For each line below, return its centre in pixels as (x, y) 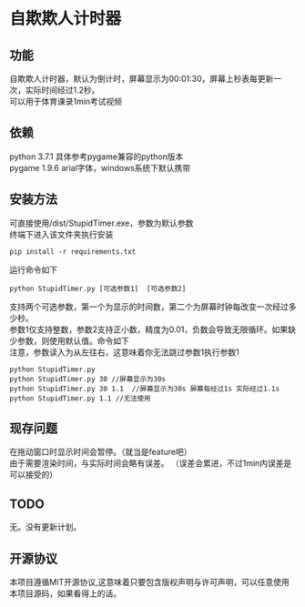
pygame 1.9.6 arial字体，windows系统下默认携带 (100, 167)
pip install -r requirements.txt (73, 251)
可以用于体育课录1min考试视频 (66, 101)
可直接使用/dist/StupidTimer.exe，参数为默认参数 (102, 223)
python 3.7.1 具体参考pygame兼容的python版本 (97, 157)
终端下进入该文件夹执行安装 (61, 234)
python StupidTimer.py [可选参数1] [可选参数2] (98, 288)
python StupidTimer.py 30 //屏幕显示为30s (88, 379)
